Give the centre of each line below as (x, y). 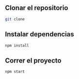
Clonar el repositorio (37, 8)
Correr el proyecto (33, 60)
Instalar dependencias (39, 34)
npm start (15, 72)
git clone (15, 19)
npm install (17, 46)
